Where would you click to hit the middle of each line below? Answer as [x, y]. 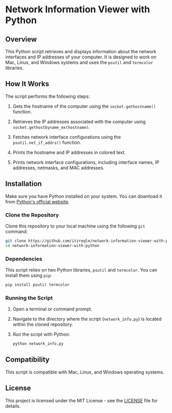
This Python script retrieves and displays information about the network [81, 51]
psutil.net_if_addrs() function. [47, 142]
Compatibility [27, 360]
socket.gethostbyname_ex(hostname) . [51, 127]
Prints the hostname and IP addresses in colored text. [69, 152]
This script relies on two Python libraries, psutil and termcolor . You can [81, 270]
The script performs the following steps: [48, 96]
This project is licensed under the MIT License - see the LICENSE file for [81, 400]
